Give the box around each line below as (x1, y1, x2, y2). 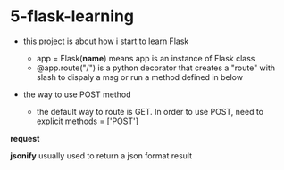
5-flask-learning (10, 6, 135, 27)
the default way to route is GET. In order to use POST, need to (36, 106, 264, 117)
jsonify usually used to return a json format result (10, 150, 193, 161)
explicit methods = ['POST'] (36, 116, 139, 126)
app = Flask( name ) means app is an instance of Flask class (36, 53, 255, 63)
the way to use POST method (22, 89, 132, 100)
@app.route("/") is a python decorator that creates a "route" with (36, 62, 276, 73)
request (10, 133, 40, 143)
